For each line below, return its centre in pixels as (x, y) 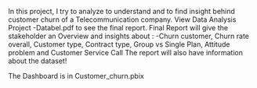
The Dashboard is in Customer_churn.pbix (76, 76)
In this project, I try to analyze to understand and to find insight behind (121, 11)
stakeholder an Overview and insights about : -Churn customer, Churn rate (128, 36)
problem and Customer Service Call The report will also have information (125, 53)
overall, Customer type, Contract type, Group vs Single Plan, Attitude (119, 44)
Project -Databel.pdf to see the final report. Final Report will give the (118, 28)
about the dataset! (38, 61)
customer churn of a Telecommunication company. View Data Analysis (122, 19)
